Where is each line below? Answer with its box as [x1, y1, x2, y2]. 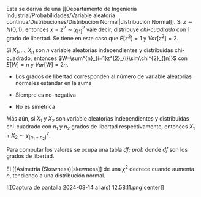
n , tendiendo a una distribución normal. [6, 171, 105, 179]
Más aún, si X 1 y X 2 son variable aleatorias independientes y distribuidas [6, 114, 189, 124]
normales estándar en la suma [15, 79, 92, 86]
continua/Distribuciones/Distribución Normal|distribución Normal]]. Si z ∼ [6, 18, 193, 25]
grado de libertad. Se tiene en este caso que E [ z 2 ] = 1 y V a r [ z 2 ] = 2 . [6, 34, 179, 42]
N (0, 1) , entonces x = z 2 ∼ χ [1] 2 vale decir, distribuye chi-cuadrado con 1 [6, 24, 190, 34]
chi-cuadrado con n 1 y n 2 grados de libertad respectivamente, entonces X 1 [6, 122, 195, 132]
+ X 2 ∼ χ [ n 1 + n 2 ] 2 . [6, 131, 51, 141]
